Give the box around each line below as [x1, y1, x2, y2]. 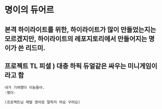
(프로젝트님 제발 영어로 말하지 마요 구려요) [4, 100, 81, 105]
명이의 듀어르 [4, 4, 54, 16]
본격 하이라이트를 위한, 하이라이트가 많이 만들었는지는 [4, 25, 156, 34]
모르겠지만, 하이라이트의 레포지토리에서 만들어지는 [4, 35, 147, 43]
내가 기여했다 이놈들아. [4, 85, 45, 90]
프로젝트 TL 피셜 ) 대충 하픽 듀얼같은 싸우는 [4, 62, 127, 70]
